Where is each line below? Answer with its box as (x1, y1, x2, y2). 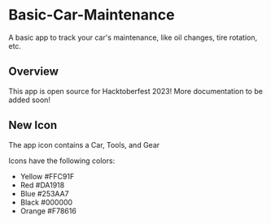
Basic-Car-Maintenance (8, 6, 175, 24)
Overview (8, 65, 59, 79)
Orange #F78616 (20, 205, 77, 216)
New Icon (8, 118, 58, 132)
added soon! (8, 95, 51, 105)
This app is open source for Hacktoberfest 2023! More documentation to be (8, 86, 263, 96)
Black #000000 (20, 197, 73, 207)
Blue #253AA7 (20, 188, 69, 198)
